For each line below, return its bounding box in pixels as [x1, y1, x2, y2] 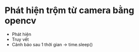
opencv [4, 15, 37, 26]
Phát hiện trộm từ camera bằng [4, 5, 135, 16]
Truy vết [11, 36, 29, 42]
